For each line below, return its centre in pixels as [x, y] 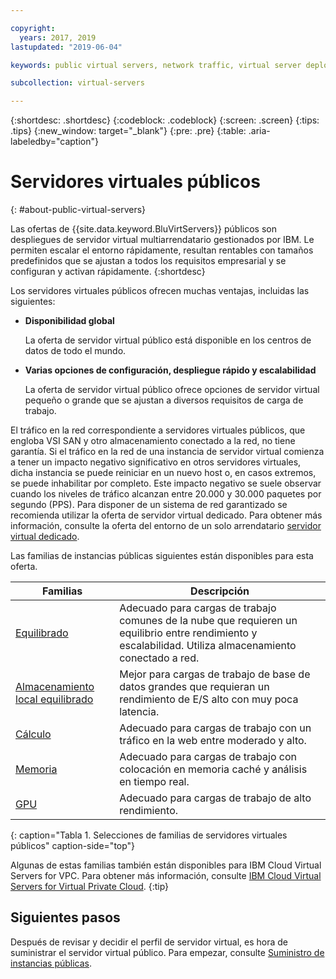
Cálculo [33, 734]
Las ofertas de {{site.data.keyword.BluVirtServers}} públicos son [143, 229]
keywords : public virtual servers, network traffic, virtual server [156, 65]
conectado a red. [159, 658]
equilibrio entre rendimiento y [188, 633]
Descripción [220, 591]
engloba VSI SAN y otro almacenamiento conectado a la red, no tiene [153, 441]
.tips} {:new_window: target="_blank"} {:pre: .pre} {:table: [128, 131]
